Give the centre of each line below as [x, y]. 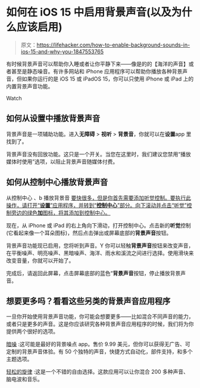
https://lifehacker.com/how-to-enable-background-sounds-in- [113, 45]
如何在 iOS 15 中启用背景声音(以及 [89, 12]
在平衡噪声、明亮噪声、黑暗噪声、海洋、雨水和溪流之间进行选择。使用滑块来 [100, 253]
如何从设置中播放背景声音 [53, 118]
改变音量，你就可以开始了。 [40, 260]
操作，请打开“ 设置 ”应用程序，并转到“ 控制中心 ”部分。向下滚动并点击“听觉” [97, 205]
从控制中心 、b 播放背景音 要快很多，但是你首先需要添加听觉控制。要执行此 [99, 198]
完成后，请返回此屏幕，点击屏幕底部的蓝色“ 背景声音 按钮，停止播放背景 [93, 273]
